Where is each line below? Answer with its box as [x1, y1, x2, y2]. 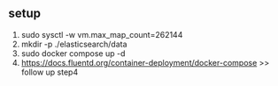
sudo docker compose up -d [20, 47, 126, 59]
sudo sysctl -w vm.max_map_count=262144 [20, 29, 183, 39]
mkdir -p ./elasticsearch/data [20, 39, 127, 49]
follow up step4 [20, 67, 79, 77]
